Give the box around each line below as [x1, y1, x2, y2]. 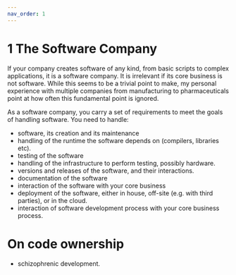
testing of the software [17, 151, 84, 159]
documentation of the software [17, 173, 108, 182]
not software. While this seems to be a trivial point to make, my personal [7, 79, 217, 87]
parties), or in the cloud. [17, 196, 88, 204]
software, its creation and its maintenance [17, 128, 139, 137]
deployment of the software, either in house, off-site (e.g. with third [17, 188, 213, 197]
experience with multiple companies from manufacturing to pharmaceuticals [7, 86, 229, 95]
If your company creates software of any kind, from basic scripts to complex [7, 64, 229, 73]
